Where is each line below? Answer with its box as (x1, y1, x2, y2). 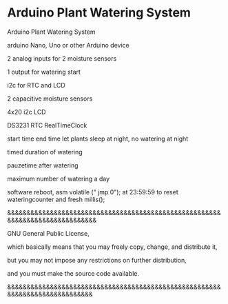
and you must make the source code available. (7, 269, 140, 277)
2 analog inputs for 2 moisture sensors (7, 54, 117, 63)
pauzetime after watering (7, 161, 79, 170)
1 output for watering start (7, 68, 81, 76)
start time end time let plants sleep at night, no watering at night (7, 134, 189, 143)
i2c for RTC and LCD (7, 81, 65, 89)
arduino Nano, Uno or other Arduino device (7, 41, 129, 49)
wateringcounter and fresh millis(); (7, 195, 105, 203)
